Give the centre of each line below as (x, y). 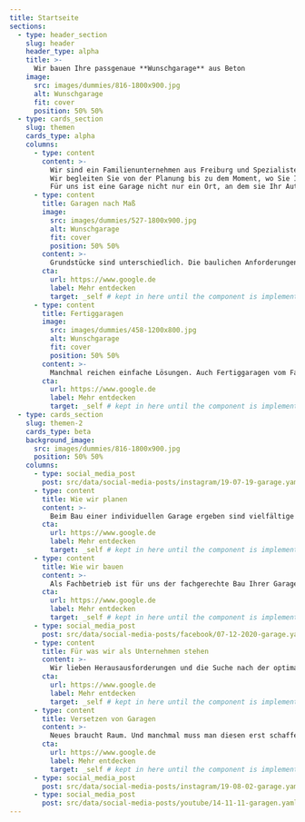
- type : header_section (62, 35)
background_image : (60, 440)
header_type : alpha (63, 52)
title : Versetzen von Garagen (99, 718)
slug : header (50, 43)
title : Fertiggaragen (83, 313)
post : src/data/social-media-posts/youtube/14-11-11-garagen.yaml (170, 803)
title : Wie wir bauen (83, 567)
